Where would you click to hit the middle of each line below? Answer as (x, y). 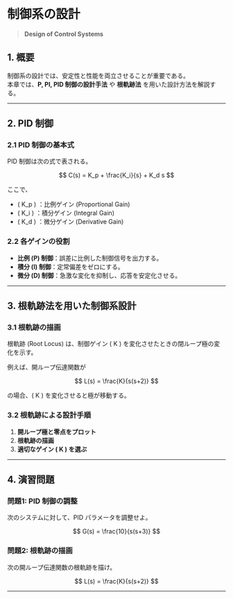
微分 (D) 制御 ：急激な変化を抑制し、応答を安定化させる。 (99, 275)
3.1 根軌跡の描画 (34, 327)
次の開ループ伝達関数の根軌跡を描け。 (62, 567)
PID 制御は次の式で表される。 (50, 161)
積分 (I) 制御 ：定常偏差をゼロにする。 (71, 266)
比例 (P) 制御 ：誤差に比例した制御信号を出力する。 (90, 258)
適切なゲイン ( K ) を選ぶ (52, 449)
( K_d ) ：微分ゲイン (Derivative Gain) (70, 222)
